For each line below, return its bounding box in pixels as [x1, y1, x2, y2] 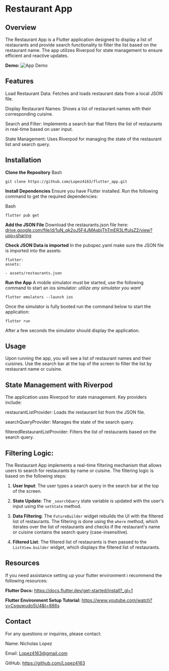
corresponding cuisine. [5, 111, 53, 117]
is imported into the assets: [5, 247, 62, 253]
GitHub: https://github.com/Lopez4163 [5, 660, 85, 666]
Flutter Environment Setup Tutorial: [5, 597, 81, 603]
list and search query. [5, 141, 50, 147]
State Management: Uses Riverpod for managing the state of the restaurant [5, 136, 162, 142]
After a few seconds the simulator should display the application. [5, 327, 140, 333]
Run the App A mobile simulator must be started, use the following [5, 279, 144, 285]
